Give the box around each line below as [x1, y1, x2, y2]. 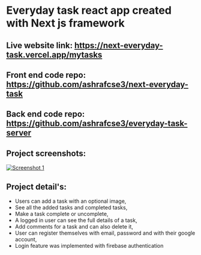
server [6, 128, 32, 138]
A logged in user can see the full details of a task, [14, 217, 137, 224]
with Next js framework [6, 16, 125, 30]
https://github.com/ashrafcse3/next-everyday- [6, 79, 189, 89]
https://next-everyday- [74, 40, 163, 50]
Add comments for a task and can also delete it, [14, 223, 134, 230]
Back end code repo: [6, 109, 85, 119]
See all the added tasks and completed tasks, [14, 203, 128, 211]
